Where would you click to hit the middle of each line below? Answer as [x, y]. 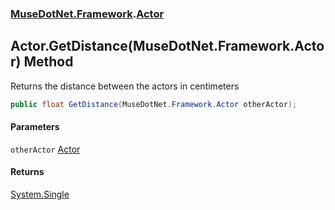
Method [48, 62]
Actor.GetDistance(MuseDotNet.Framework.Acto [167, 46]
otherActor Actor [45, 149]
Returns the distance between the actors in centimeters [125, 86]
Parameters [35, 127]
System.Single [40, 194]
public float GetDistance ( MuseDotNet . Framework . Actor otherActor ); [154, 104]
